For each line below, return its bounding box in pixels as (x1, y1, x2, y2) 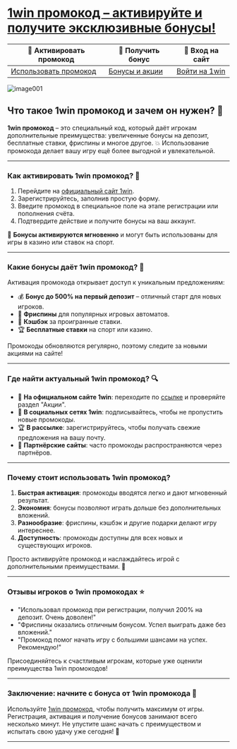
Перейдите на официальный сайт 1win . (17, 187, 135, 196)
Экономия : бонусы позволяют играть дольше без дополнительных (17, 503, 221, 512)
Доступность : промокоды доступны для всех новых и (17, 533, 183, 541)
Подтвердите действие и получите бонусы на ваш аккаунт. (17, 217, 196, 225)
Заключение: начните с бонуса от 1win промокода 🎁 (7, 688, 197, 698)
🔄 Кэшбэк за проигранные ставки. (17, 318, 122, 326)
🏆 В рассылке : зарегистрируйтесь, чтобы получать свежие (17, 423, 201, 431)
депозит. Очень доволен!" (17, 613, 97, 622)
